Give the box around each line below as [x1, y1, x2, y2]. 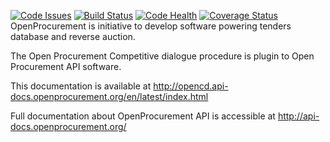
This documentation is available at [10, 80, 152, 92]
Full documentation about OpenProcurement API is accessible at [10, 110, 276, 122]
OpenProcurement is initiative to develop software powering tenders [10, 20, 292, 32]
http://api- [277, 110, 320, 122]
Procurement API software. [10, 61, 122, 72]
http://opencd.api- [153, 80, 229, 92]
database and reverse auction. [10, 31, 136, 42]
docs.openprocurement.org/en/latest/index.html [10, 91, 209, 102]
